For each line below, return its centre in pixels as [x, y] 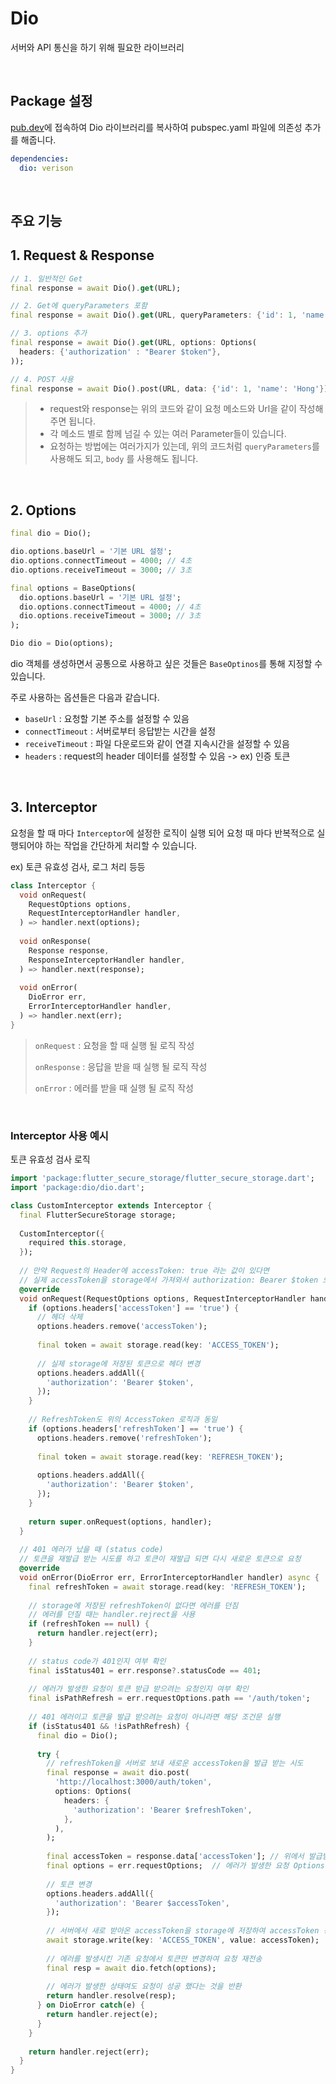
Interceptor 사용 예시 [59, 1135]
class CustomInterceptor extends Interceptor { [111, 1205]
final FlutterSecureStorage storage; [98, 1215]
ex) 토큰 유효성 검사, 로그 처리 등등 [78, 866]
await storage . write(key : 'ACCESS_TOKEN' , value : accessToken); [183, 1940]
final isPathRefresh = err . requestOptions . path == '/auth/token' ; [169, 1698]
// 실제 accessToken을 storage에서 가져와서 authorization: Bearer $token [169, 1280]
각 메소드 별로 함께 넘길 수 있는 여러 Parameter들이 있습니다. [168, 434]
